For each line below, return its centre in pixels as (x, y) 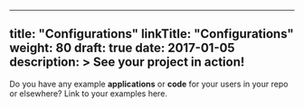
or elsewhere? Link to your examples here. (88, 93)
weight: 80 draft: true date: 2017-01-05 (122, 48)
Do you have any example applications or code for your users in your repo (149, 84)
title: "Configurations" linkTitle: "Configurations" (152, 34)
